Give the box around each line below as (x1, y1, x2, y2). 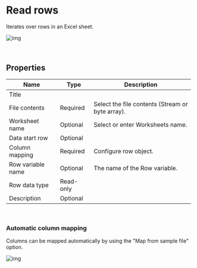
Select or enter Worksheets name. (93, 120, 188, 128)
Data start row (9, 134, 48, 142)
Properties (6, 63, 46, 73)
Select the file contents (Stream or (93, 100, 188, 108)
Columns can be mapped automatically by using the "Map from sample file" (6, 237, 189, 244)
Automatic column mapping (6, 224, 87, 232)
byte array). (93, 107, 126, 115)
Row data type (9, 181, 49, 189)
